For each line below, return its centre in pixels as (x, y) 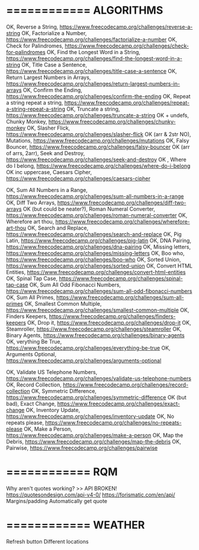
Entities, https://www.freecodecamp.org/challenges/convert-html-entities (96, 272)
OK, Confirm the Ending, (53, 90)
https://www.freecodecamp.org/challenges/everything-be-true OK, (88, 348)
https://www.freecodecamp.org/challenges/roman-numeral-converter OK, (97, 215)
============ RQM (62, 472)
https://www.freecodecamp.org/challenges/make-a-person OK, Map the (95, 435)
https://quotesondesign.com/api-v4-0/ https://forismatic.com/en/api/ (91, 495)
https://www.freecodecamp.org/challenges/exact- (119, 403)
